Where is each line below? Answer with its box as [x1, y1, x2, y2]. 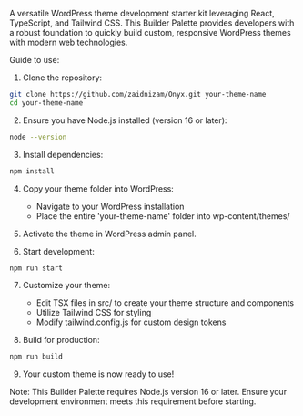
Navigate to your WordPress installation [35, 201, 185, 212]
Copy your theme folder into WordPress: [22, 182, 175, 194]
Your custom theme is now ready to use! [22, 369, 175, 380]
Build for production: [22, 335, 100, 346]
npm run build [9, 352, 64, 361]
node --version [9, 132, 67, 141]
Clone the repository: [22, 72, 103, 83]
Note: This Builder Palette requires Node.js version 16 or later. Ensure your [9, 387, 288, 398]
